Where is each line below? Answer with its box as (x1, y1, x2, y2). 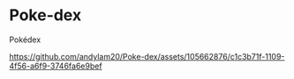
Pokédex (9, 34, 41, 45)
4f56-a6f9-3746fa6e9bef (9, 61, 103, 71)
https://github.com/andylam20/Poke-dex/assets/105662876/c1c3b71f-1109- (9, 51, 285, 61)
